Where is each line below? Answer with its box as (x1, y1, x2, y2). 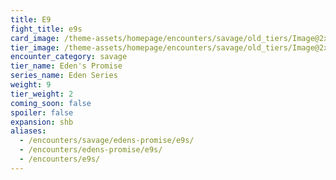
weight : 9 (10, 80, 52, 90)
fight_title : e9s (10, 24, 83, 34)
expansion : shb (10, 117, 74, 127)
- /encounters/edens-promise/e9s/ (19, 145, 163, 155)
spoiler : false (10, 107, 74, 118)
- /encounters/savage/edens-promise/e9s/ (19, 136, 195, 146)
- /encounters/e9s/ (19, 154, 101, 164)
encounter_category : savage (10, 52, 128, 62)
